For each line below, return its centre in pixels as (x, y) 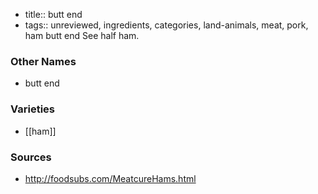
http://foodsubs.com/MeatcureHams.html (110, 178)
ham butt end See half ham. (82, 35)
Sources (31, 157)
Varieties (32, 109)
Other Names (43, 61)
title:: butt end (53, 14)
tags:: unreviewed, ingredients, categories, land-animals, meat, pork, (166, 25)
